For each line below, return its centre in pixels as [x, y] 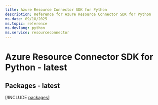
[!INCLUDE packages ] [27, 97]
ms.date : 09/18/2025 [26, 19]
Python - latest [36, 68]
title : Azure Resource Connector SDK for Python [56, 10]
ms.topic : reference [26, 23]
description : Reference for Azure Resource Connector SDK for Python [78, 14]
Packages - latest [33, 86]
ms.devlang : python [25, 28]
